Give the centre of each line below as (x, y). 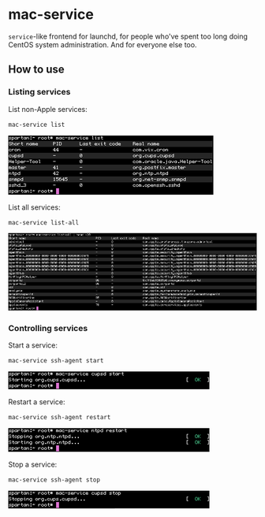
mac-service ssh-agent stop (54, 480)
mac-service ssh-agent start (56, 361)
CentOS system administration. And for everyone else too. (103, 44)
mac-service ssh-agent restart (60, 417)
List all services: (34, 207)
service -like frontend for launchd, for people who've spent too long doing (128, 36)
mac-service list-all (44, 222)
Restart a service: (37, 402)
